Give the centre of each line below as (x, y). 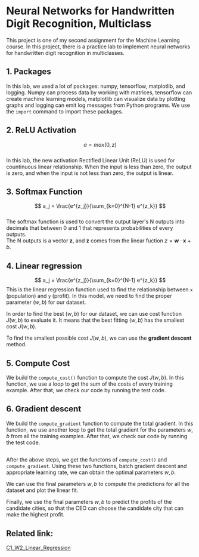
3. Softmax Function (44, 191)
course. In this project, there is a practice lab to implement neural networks (98, 47)
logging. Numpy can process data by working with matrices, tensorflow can (99, 92)
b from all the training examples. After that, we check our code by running (97, 436)
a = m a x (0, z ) (100, 144)
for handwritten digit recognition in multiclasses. (66, 53)
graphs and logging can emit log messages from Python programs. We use (98, 105)
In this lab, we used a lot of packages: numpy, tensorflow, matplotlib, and (96, 86)
